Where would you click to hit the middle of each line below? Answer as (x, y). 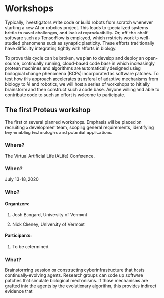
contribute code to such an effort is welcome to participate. (65, 95)
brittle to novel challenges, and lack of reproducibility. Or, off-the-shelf (77, 33)
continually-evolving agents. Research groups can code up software (74, 275)
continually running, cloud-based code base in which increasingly (88, 63)
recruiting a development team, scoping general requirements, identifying (80, 127)
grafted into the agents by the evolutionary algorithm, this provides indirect (81, 286)
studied (13, 43)
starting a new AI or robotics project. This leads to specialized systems (77, 27)
